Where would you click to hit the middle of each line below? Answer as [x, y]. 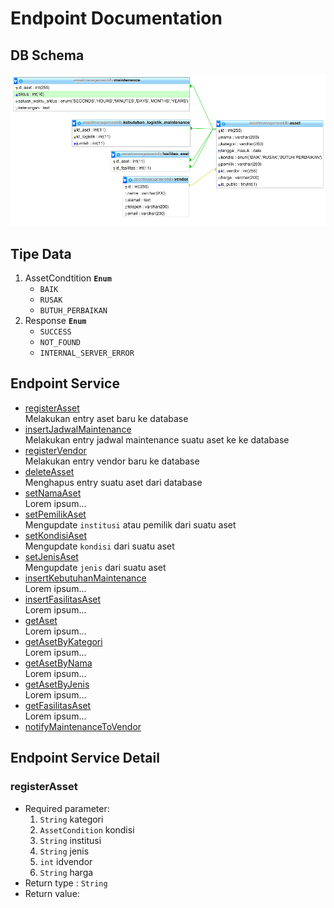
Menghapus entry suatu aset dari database [113, 482]
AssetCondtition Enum [68, 278]
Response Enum [55, 321]
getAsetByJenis [57, 684]
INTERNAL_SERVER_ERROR [87, 353]
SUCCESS [55, 332]
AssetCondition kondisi [87, 829]
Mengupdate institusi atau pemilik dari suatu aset [130, 524]
